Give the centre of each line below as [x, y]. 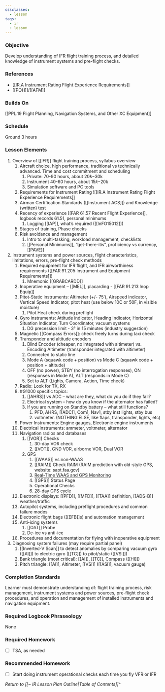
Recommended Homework [38, 663]
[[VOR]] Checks [43, 438]
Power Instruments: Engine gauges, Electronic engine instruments [86, 423]
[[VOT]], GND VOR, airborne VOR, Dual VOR [79, 449]
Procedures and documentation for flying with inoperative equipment [90, 538]
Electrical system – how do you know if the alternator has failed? [92, 401]
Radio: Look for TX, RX [43, 386]
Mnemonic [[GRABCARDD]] [55, 281]
